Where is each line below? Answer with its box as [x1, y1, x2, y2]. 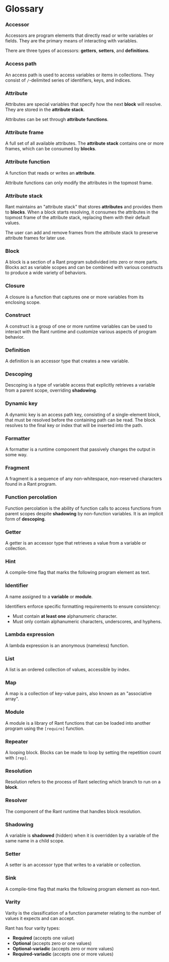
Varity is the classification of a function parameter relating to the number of [5, 910, 161, 916]
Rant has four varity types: [5, 925, 60, 931]
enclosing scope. [5, 299, 41, 305]
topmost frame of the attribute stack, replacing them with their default [5, 214, 150, 220]
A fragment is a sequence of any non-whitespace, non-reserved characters [5, 475, 162, 482]
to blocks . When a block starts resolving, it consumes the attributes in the [5, 209, 158, 215]
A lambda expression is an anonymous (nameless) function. [5, 642, 129, 649]
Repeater [5, 738, 29, 745]
